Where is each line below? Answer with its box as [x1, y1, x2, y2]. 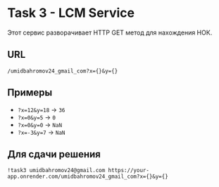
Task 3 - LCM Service [7, 5, 135, 21]
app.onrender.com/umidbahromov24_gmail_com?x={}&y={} [7, 173, 169, 181]
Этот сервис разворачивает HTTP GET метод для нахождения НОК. [7, 28, 213, 37]
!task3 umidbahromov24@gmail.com [7, 167, 106, 174]
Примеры [7, 87, 53, 99]
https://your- [108, 167, 150, 174]
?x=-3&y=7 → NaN [17, 128, 65, 136]
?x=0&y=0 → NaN [17, 120, 62, 128]
